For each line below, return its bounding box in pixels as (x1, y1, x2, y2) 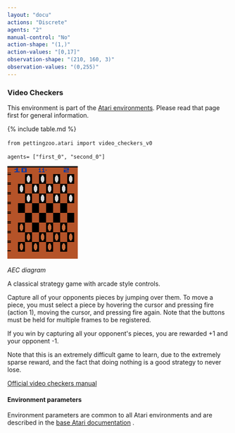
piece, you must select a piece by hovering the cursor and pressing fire (7, 300, 215, 310)
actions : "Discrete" (7, 18, 68, 26)
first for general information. (7, 111, 89, 120)
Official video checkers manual (7, 379, 97, 388)
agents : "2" (7, 26, 42, 33)
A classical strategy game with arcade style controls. (7, 279, 160, 288)
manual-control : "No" (7, 34, 71, 41)
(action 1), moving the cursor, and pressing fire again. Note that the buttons (7, 308, 225, 317)
